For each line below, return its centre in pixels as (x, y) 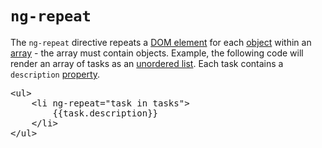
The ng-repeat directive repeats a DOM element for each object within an (161, 42)
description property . (55, 74)
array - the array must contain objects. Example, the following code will (157, 53)
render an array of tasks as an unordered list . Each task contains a (147, 63)
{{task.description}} (105, 113)
